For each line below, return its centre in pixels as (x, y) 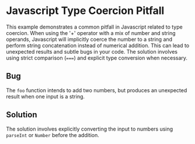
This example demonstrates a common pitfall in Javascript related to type (94, 27)
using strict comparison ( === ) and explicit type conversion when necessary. (97, 58)
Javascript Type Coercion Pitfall (85, 11)
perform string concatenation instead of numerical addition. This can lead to (98, 45)
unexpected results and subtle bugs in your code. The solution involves (92, 51)
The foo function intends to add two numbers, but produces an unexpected (97, 90)
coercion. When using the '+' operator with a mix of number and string (91, 33)
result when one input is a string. (46, 96)
